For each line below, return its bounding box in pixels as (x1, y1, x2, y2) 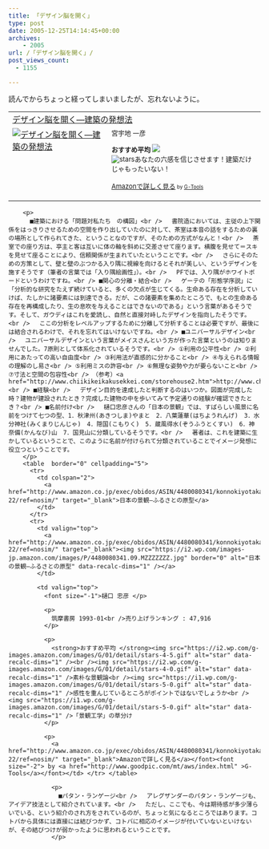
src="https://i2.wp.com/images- (137, 545, 246, 553)
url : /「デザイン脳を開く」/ (8, 49, 94, 57)
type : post (8, 19, 45, 27)
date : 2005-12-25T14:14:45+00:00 (8, 26, 120, 34)
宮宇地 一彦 (110, 128, 147, 137)
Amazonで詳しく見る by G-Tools (110, 181, 204, 191)
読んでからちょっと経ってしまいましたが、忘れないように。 (8, 94, 204, 103)
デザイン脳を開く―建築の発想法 (12, 114, 134, 125)
